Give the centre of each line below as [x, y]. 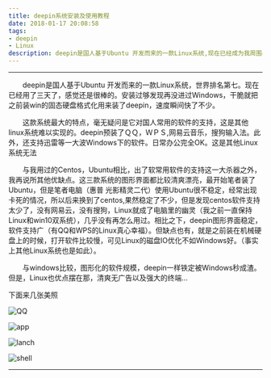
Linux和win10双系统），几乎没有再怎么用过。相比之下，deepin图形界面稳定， [135, 220]
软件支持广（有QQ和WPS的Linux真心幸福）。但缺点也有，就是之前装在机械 [131, 230]
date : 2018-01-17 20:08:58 [54, 23]
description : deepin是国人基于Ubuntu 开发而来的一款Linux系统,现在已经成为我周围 [135, 53]
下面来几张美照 [33, 295]
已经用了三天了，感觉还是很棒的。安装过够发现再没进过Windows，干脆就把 [133, 95]
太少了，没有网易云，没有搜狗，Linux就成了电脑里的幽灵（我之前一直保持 [130, 210]
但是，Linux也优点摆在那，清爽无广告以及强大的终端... [98, 278]
